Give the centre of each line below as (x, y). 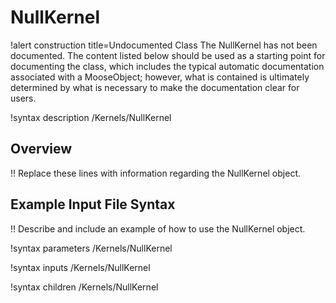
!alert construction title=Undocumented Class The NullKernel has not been (164, 45)
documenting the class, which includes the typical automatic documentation (167, 66)
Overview (41, 149)
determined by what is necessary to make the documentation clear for (155, 87)
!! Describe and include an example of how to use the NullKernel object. (158, 228)
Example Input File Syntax (93, 204)
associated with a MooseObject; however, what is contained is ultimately (160, 77)
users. (23, 98)
